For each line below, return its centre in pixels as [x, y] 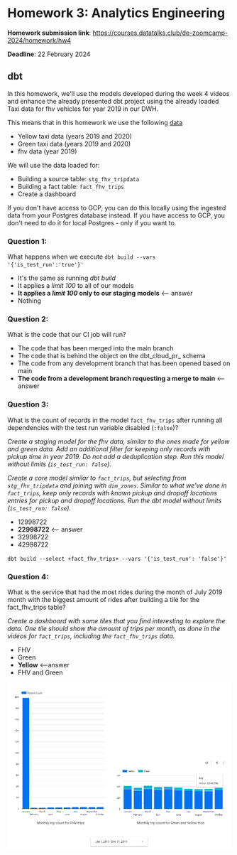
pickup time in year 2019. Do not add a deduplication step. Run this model [116, 456]
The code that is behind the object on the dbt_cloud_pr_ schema [111, 356]
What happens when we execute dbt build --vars [82, 257]
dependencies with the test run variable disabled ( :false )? [93, 427]
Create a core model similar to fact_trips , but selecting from [97, 478]
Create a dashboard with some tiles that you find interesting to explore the [116, 620]
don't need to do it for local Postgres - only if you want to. [92, 222]
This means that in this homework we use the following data [95, 122]
